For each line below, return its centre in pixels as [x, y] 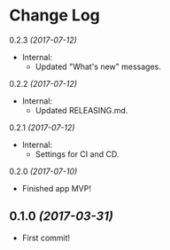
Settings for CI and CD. [77, 154]
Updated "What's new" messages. [98, 66]
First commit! [46, 238]
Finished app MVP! [56, 188]
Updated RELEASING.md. [81, 110]
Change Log [54, 16]
